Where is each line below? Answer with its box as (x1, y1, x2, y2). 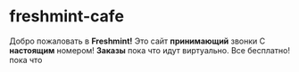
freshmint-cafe (9, 6, 125, 27)
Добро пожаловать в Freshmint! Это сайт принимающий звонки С (9, 36, 266, 46)
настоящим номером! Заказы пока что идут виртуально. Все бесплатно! (9, 44, 290, 55)
